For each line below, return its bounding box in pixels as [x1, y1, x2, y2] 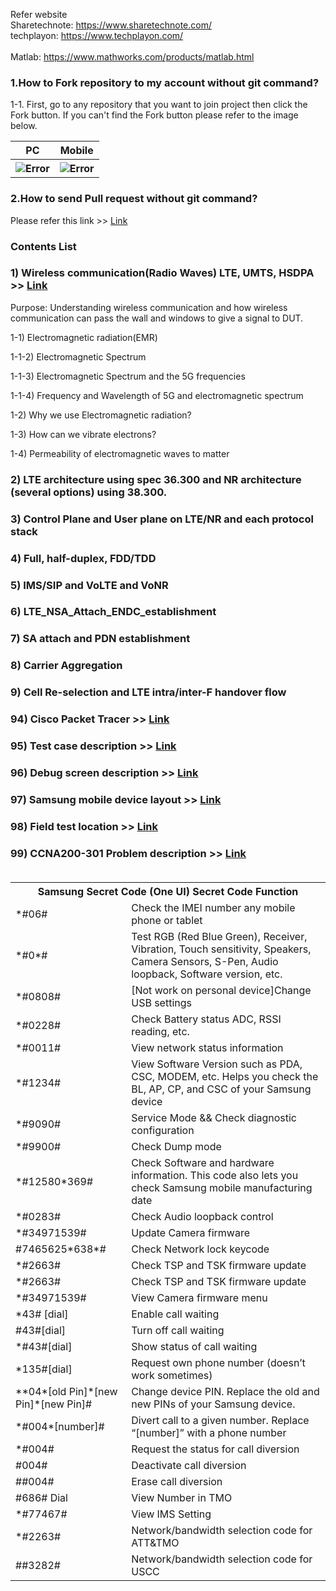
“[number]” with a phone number [131, 1426, 287, 1440]
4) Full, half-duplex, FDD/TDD [10, 551, 157, 565]
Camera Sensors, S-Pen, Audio [131, 955, 279, 969]
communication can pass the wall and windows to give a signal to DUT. [10, 312, 304, 324]
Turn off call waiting [131, 1324, 225, 1338]
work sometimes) [131, 1369, 213, 1383]
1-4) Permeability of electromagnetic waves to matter [10, 447, 230, 459]
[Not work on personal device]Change [131, 984, 312, 998]
